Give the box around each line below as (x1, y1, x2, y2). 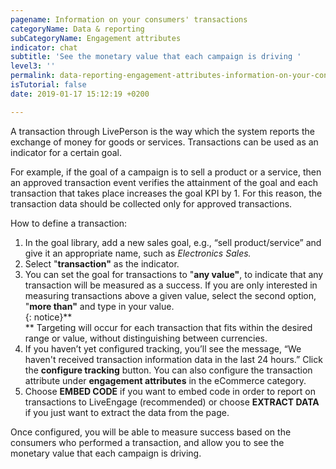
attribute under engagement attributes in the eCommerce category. (24, 374, 307, 386)
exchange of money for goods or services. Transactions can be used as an (10, 136, 319, 148)
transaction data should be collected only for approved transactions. (10, 197, 293, 210)
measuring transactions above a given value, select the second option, (24, 289, 317, 301)
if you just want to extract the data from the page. (24, 406, 230, 418)
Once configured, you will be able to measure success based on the (10, 426, 292, 438)
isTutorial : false (10, 80, 87, 90)
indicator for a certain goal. (10, 146, 123, 158)
